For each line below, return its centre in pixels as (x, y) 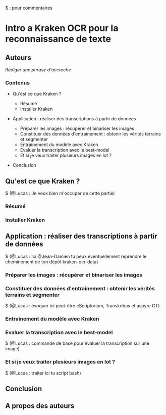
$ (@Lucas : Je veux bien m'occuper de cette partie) (60, 193)
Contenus (18, 82)
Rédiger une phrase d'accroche (38, 70)
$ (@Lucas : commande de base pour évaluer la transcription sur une (77, 343)
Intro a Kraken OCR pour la (62, 28)
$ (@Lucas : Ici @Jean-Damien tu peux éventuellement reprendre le (76, 256)
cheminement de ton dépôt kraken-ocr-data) (52, 262)
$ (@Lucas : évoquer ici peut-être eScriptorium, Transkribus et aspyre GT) (82, 305)
